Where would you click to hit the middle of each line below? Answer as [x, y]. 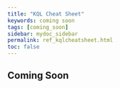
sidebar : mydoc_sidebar [43, 34]
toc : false [24, 47]
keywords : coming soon [41, 21]
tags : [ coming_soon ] [38, 27]
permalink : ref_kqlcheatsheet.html [60, 40]
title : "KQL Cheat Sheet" [46, 14]
